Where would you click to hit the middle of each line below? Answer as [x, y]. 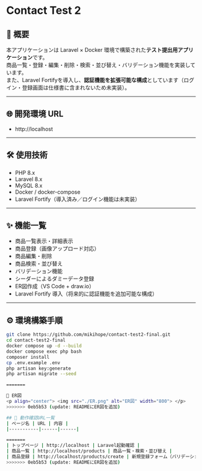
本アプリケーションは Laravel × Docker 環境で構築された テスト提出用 [92, 50]
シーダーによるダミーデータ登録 [54, 279]
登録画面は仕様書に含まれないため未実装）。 [76, 87]
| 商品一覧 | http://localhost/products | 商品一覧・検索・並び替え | [89, 451]
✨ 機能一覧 [26, 226]
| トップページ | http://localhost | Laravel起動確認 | [73, 446]
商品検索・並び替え [39, 264]
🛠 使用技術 [27, 155]
